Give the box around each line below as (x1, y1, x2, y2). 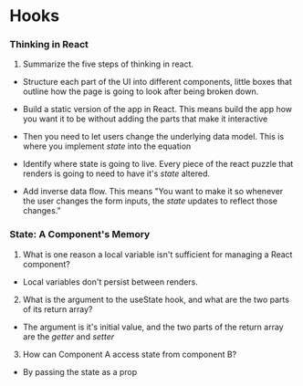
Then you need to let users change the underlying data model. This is (22, 131, 285, 142)
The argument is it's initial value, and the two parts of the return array (22, 321, 285, 332)
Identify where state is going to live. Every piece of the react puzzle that (22, 159, 294, 170)
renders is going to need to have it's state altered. (22, 168, 211, 179)
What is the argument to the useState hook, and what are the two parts (22, 294, 290, 305)
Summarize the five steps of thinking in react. (22, 58, 194, 69)
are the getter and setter (22, 330, 115, 342)
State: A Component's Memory (9, 228, 151, 241)
